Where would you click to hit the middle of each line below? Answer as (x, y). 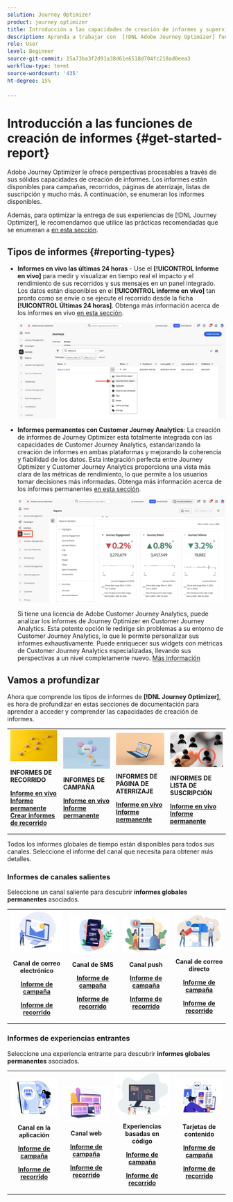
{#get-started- (179, 138)
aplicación (34, 1135)
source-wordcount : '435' (43, 73)
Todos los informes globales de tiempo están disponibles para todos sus (111, 844)
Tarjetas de (199, 1127)
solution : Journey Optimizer (49, 15)
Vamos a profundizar (53, 680)
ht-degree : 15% (29, 81)
